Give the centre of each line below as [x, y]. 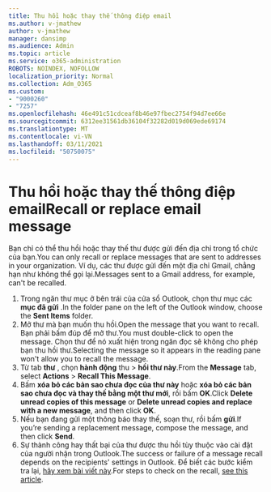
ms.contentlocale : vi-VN [50, 136]
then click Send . [47, 436]
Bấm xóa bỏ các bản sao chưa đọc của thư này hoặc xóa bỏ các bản [136, 385]
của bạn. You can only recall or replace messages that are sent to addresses [135, 257]
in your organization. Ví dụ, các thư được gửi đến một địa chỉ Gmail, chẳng [132, 266]
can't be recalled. [38, 283]
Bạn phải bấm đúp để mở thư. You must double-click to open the [127, 333]
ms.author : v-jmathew [45, 24]
